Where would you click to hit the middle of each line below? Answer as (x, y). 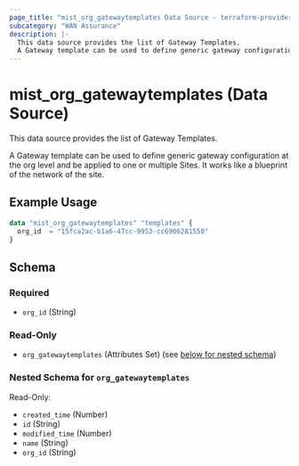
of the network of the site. (57, 175)
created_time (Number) (65, 414)
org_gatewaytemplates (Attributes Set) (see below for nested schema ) (149, 355)
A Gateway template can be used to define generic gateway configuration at (149, 156)
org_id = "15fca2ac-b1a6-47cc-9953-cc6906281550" (113, 231)
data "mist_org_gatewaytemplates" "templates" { (101, 223)
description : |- (39, 34)
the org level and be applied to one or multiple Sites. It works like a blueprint (148, 165)
